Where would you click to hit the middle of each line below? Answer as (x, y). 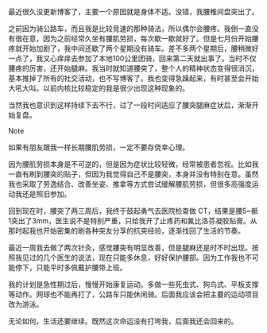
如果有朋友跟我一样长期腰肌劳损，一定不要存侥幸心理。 (99, 147)
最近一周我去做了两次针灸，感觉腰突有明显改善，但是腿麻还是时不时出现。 (130, 248)
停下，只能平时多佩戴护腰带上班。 (71, 267)
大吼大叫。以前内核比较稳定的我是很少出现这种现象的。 (99, 88)
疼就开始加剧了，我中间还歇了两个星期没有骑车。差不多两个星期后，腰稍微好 (133, 48)
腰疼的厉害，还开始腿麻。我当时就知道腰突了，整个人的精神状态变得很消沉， (133, 68)
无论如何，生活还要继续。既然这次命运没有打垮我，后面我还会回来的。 (123, 321)
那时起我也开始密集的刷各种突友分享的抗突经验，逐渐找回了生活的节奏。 (126, 230)
